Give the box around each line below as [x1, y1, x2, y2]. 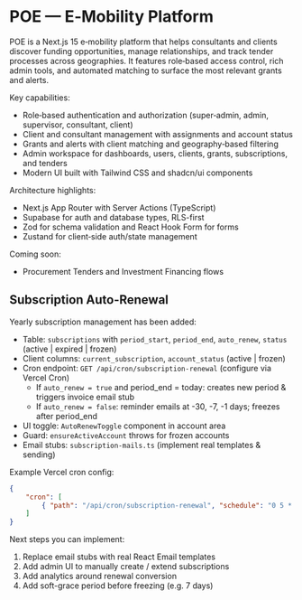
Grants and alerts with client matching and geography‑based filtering [22, 138, 279, 149]
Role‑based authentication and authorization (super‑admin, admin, [22, 109, 269, 120]
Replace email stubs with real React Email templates [22, 551, 216, 562]
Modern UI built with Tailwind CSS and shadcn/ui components [22, 167, 253, 178]
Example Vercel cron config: [9, 466, 114, 477]
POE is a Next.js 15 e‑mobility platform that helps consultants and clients [9, 36, 278, 47]
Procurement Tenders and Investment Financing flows [22, 266, 224, 277]
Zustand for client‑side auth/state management [22, 230, 197, 241]
